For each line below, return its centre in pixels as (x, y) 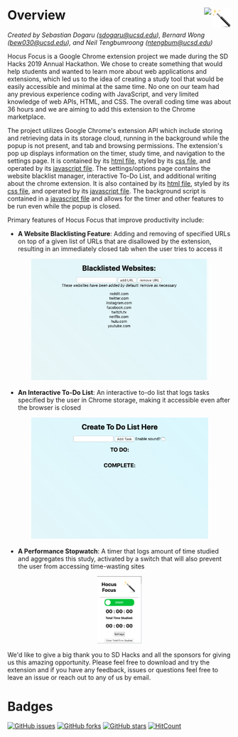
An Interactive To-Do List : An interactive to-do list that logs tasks (113, 392)
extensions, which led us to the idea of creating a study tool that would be (115, 79)
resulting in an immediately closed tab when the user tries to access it (120, 248)
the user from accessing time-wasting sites (81, 566)
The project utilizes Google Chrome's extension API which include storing (115, 130)
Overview (37, 15)
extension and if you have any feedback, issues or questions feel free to (113, 670)
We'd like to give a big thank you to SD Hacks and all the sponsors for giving (119, 655)
